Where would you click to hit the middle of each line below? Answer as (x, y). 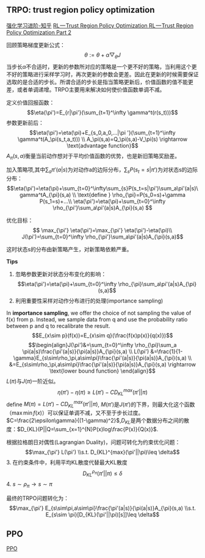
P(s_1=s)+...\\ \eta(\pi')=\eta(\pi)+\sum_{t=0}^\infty (103, 201)
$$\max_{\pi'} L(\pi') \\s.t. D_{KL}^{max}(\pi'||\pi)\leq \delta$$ (103, 452)
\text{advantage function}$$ (103, 145)
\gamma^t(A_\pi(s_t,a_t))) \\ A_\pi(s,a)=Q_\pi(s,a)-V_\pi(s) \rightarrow (103, 139)
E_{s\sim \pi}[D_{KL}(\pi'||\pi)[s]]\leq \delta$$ (103, 515)
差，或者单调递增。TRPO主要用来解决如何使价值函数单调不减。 (86, 89)
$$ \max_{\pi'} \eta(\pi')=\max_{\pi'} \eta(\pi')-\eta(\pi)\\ (103, 231)
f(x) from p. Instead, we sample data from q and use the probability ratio (97, 320)
